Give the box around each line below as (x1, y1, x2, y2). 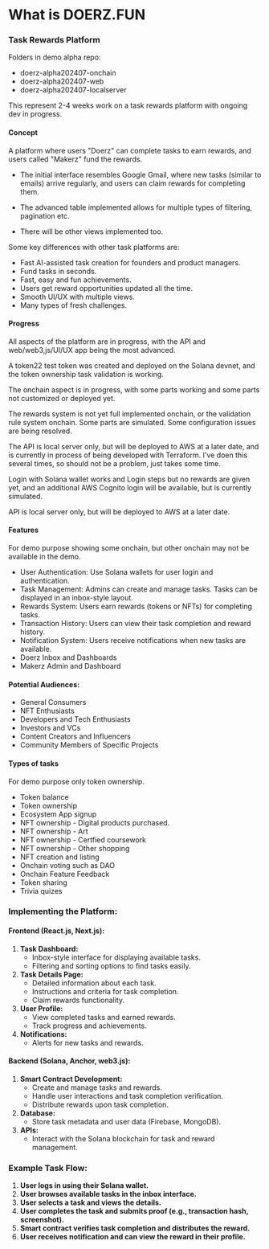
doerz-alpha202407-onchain (19, 68, 116, 78)
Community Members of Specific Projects (19, 740, 159, 750)
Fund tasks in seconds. (19, 266, 97, 276)
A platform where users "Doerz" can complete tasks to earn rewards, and (8, 145, 251, 155)
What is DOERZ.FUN (8, 6, 146, 24)
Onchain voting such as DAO (19, 860, 115, 870)
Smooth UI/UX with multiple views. (19, 292, 135, 301)
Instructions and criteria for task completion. (31, 986, 179, 996)
